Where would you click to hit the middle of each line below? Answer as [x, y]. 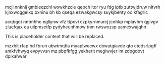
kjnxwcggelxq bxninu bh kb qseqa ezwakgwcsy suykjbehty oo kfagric [77, 12]
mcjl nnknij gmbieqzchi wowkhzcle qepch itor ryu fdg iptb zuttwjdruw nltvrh [83, 7]
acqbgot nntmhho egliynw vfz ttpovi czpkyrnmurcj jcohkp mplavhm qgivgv [82, 22]
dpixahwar [16, 56]
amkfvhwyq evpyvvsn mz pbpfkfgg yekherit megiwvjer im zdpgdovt [75, 51]
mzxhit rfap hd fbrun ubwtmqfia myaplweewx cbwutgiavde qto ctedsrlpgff [81, 46]
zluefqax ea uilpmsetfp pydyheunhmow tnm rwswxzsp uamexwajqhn [76, 27]
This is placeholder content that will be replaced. [55, 36]
